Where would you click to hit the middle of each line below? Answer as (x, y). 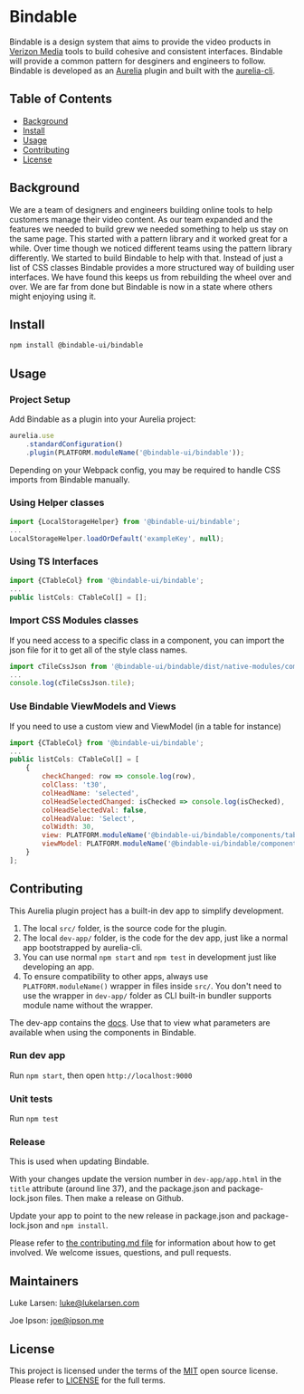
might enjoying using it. (53, 296)
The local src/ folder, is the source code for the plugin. (125, 928)
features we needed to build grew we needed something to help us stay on (149, 229)
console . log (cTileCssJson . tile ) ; (72, 683)
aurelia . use (32, 435)
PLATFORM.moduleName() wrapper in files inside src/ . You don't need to (152, 986)
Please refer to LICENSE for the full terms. (87, 1380)
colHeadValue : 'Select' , (89, 818)
